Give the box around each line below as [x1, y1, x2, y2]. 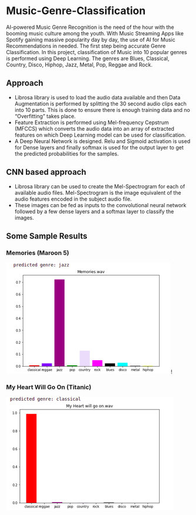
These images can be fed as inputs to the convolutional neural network [14, 201, 187, 208]
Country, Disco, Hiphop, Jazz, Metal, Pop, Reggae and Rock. [6, 61, 153, 68]
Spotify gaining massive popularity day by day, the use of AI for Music [6, 36, 175, 43]
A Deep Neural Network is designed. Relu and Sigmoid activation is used [14, 137, 191, 145]
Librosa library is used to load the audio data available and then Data [14, 94, 181, 101]
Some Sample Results [6, 231, 87, 241]
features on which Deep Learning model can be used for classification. [14, 131, 186, 138]
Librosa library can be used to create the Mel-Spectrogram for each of [14, 182, 185, 190]
